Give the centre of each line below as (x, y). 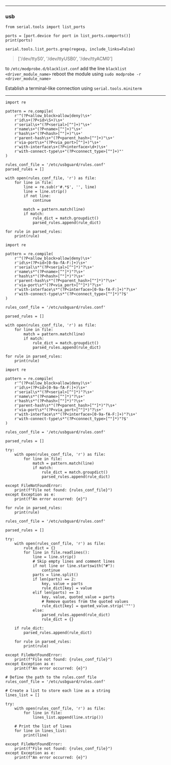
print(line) (36, 735)
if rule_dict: (29, 629)
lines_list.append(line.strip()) (68, 718)
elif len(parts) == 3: (56, 593)
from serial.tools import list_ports (45, 27)
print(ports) (19, 40)
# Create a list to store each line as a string (58, 691)
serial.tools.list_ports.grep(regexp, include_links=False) (70, 49)
